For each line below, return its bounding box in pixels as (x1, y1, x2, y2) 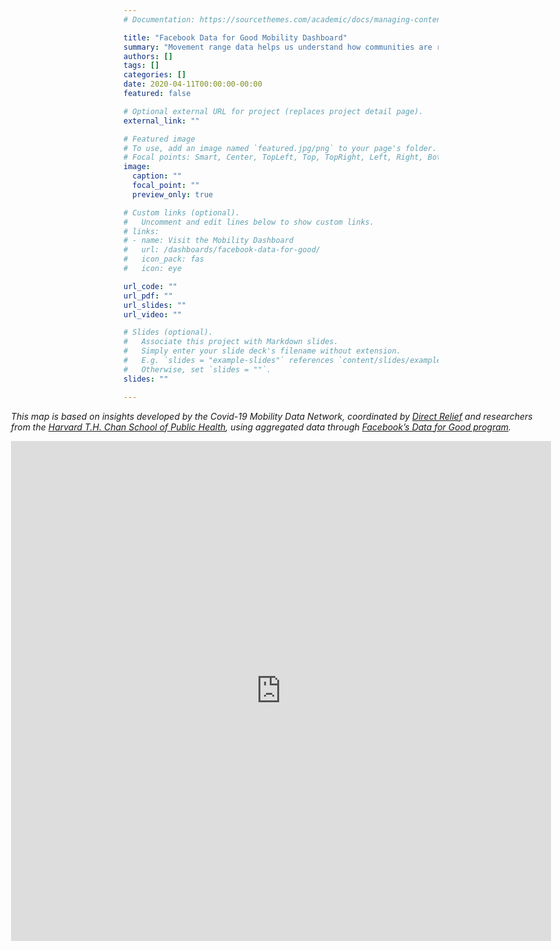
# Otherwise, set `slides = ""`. (123, 364, 272, 375)
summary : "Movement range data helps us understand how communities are (123, 42, 433, 52)
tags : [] (123, 61, 160, 71)
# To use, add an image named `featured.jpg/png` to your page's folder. (123, 143, 438, 153)
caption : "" (132, 171, 183, 181)
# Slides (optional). (123, 327, 214, 338)
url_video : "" (123, 309, 183, 320)
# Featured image (123, 134, 196, 144)
